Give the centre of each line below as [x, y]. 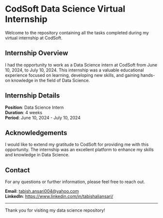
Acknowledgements [36, 133]
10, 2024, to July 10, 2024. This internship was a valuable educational [74, 70]
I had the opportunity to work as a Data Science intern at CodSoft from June [81, 65]
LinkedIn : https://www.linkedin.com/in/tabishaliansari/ [59, 196]
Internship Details [33, 96]
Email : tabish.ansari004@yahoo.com [42, 191]
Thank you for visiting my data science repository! [55, 210]
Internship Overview [37, 53]
